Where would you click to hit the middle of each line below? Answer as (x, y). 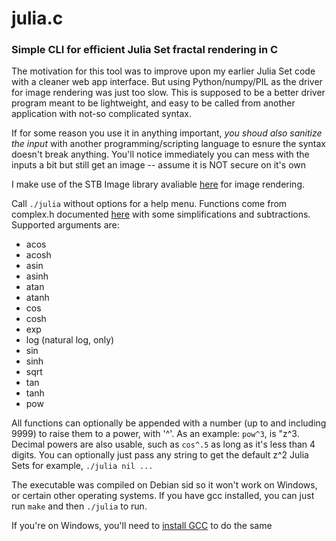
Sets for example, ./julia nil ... (82, 466)
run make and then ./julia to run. (79, 506)
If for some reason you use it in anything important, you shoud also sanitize (167, 133)
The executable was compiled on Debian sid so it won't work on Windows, (164, 485)
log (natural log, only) (70, 340)
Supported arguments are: (65, 225)
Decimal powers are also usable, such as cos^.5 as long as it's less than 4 (163, 444)
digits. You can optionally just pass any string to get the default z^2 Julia (160, 455)
